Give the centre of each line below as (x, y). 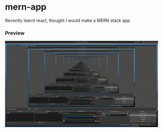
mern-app (26, 7)
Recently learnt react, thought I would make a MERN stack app (67, 20)
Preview (15, 33)
